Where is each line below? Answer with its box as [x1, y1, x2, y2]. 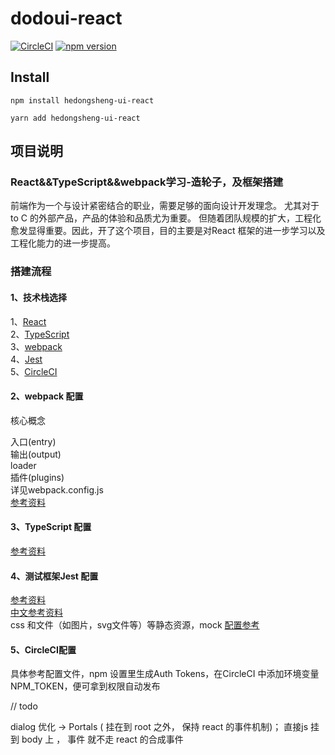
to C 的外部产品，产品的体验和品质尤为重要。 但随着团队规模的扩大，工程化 [10, 212, 322, 224]
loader [10, 459, 37, 471]
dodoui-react [10, 7, 123, 30]
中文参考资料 [10, 607, 63, 619]
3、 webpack [10, 340, 63, 352]
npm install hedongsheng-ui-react [10, 95, 155, 106]
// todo [10, 700, 38, 712]
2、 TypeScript [10, 328, 70, 340]
